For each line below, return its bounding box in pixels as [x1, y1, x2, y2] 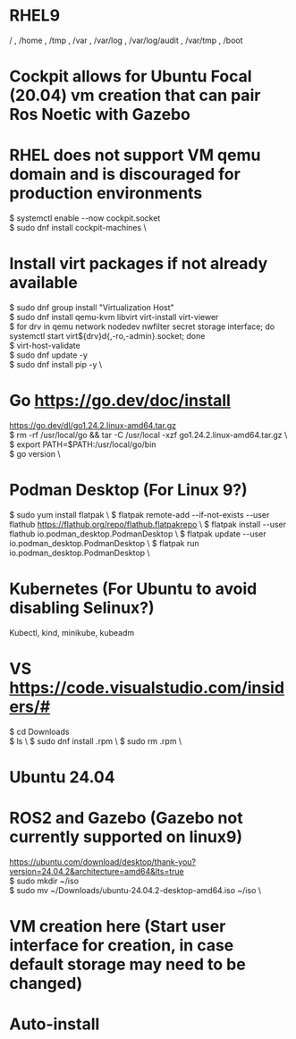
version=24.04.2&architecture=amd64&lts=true [9, 866, 185, 876]
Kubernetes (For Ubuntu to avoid [9, 579, 258, 599]
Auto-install [9, 1014, 100, 1035]
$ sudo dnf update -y [9, 350, 88, 360]
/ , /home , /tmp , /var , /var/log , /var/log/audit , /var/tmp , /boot [9, 35, 243, 46]
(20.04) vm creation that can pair [9, 86, 261, 106]
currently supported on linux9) [9, 827, 243, 848]
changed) [9, 974, 83, 993]
